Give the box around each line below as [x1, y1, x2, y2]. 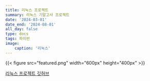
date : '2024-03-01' [5, 17, 47, 22]
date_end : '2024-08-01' [5, 22, 57, 27]
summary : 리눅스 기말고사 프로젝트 [5, 12, 70, 17]
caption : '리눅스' [14, 46, 51, 51]
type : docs [5, 31, 29, 36]
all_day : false [5, 27, 38, 32]
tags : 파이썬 [5, 36, 30, 42]
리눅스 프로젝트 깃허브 [5, 70, 50, 76]
